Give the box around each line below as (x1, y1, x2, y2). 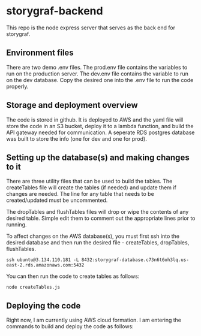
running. (6, 221, 27, 228)
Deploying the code (6, 301, 81, 311)
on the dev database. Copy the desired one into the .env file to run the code (6, 76, 194, 83)
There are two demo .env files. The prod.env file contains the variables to (6, 63, 188, 71)
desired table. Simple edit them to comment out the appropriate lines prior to (6, 214, 196, 222)
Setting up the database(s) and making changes (6, 152, 190, 162)
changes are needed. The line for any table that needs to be (6, 190, 154, 198)
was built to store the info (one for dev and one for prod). (6, 135, 147, 142)
